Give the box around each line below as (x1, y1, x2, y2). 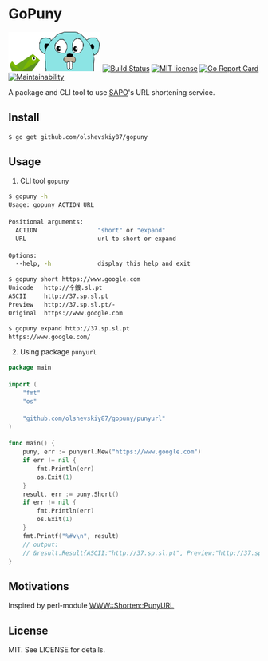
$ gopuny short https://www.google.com (8, 275, 141, 283)
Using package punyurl (19, 347, 97, 357)
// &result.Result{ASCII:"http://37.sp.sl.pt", (22, 548, 183, 557)
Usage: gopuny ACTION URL (8, 201, 94, 209)
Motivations (8, 580, 69, 593)
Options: (8, 251, 37, 259)
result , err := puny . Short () (22, 490, 120, 498)
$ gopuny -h (8, 192, 48, 200)
